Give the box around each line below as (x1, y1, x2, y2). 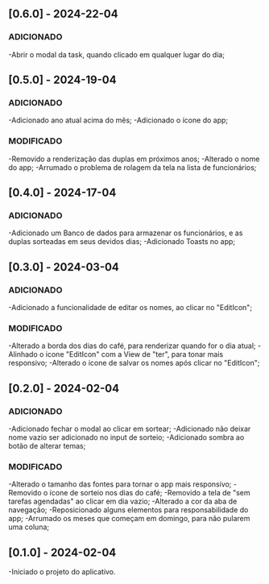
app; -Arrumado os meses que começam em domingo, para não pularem (8, 514, 250, 524)
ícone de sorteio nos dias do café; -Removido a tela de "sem (49, 488, 250, 498)
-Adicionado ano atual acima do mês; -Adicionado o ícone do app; (8, 115, 229, 125)
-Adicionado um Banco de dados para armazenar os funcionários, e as (8, 228, 243, 238)
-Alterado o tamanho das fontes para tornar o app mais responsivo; (8, 479, 232, 489)
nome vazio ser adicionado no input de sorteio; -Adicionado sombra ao (8, 433, 245, 442)
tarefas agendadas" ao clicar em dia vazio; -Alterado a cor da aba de (8, 496, 238, 507)
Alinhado (8, 350, 38, 359)
